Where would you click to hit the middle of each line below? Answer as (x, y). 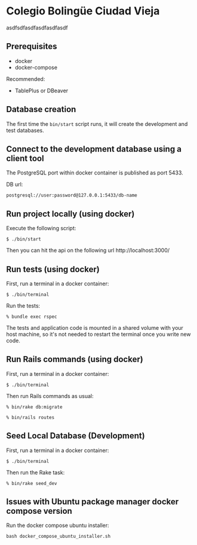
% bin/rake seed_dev (32, 483)
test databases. (25, 130)
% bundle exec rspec (32, 317)
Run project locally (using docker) (70, 214)
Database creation (41, 109)
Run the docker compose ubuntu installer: (58, 525)
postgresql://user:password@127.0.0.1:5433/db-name (72, 195)
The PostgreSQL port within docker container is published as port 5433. (95, 173)
